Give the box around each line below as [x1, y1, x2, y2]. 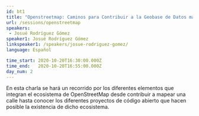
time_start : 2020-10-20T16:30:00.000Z [6, 57, 102, 64]
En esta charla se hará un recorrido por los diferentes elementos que [6, 85, 174, 92]
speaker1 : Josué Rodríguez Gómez [6, 36, 89, 42]
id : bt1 [6, 8, 25, 15]
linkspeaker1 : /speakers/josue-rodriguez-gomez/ [6, 42, 129, 48]
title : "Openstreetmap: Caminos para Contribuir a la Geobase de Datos [6, 14, 187, 20]
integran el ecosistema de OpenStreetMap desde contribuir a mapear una [6, 91, 186, 98]
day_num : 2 [6, 68, 33, 74]
